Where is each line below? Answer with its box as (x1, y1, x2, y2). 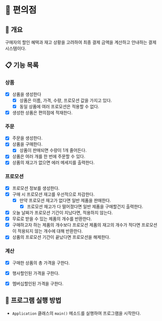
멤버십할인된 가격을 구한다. (12, 280, 64, 286)
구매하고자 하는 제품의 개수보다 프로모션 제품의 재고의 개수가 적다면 (12, 222, 140, 228)
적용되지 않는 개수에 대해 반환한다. (17, 228, 83, 234)
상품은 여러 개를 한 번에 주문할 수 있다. (12, 154, 86, 160)
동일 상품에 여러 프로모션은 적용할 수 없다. (19, 103, 99, 109)
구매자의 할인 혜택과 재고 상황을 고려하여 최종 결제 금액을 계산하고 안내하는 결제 (5, 40, 157, 45)
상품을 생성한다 (12, 91, 42, 97)
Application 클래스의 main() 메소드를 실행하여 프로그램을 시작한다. (12, 310, 141, 316)
